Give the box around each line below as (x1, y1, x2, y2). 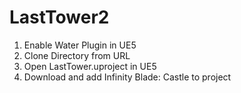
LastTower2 (9, 6, 110, 29)
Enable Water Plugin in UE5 (23, 39, 137, 51)
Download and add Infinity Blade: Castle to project (23, 71, 232, 83)
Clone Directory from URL (23, 49, 131, 61)
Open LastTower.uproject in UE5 (23, 60, 157, 72)
